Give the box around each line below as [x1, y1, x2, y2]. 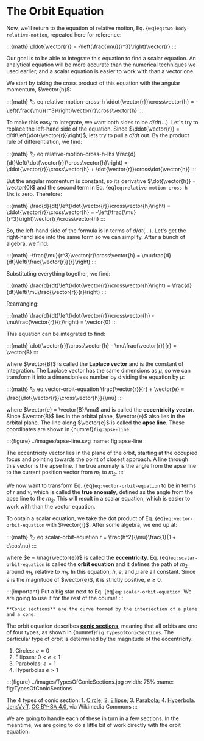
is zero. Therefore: [16, 190, 63, 198]
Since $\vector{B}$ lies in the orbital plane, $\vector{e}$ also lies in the [6, 412, 185, 420]
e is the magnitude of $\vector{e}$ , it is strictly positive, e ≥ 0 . [6, 576, 163, 584]
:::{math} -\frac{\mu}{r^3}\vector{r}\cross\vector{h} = [6, 251, 141, 259]
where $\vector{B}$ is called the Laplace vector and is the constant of [6, 360, 184, 367]
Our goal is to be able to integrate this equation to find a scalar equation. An [6, 54, 197, 62]
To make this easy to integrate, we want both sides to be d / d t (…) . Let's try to [6, 118, 199, 126]
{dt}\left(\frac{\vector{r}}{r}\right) [6, 258, 91, 265]
